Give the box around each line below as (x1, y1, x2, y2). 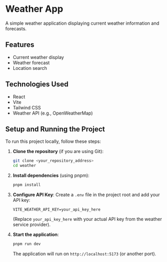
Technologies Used (5, 80, 68, 89)
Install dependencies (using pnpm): (12, 173, 90, 179)
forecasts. (5, 25, 27, 31)
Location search (12, 65, 47, 71)
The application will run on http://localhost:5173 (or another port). (12, 250, 157, 257)
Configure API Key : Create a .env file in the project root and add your (12, 192, 160, 198)
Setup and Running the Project (5, 124, 105, 134)
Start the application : (12, 232, 59, 237)
